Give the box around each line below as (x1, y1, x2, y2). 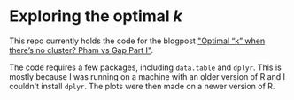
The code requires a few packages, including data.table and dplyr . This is (9, 62, 282, 73)
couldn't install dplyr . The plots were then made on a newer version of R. (9, 81, 275, 91)
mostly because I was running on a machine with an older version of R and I (9, 71, 286, 81)
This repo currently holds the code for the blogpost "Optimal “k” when (9, 35, 266, 46)
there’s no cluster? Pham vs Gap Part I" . (9, 44, 153, 55)
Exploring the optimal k (9, 6, 183, 27)
